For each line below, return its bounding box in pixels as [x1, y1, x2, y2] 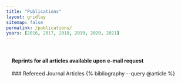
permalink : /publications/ [6, 25, 72, 31]
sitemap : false [6, 19, 43, 25]
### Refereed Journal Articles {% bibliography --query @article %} [11, 70, 175, 77]
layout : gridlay [6, 14, 46, 20]
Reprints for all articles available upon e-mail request [11, 57, 144, 64]
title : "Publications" [6, 8, 62, 15]
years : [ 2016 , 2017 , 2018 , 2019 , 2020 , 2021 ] [6, 30, 120, 36]
